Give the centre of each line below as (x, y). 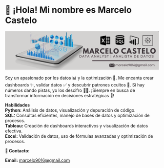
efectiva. (14, 131)
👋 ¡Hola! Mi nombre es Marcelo (68, 10)
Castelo (21, 20)
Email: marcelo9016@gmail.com (38, 160)
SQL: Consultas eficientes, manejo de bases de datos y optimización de (77, 115)
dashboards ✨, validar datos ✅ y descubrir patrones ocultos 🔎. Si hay (75, 84)
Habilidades (18, 105)
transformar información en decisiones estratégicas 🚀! (60, 95)
